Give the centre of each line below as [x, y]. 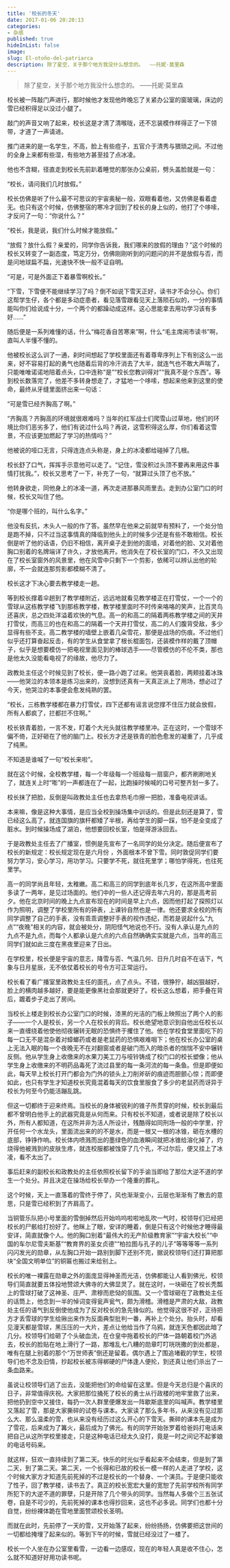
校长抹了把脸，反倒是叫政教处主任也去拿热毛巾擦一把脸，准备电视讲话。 [109, 797]
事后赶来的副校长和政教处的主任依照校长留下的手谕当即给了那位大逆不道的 [112, 1172]
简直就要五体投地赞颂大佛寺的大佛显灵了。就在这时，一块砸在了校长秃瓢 [121, 1284]
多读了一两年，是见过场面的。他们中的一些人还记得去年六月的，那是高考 [109, 892]
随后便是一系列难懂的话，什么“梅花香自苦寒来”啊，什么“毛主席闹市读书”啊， [114, 331]
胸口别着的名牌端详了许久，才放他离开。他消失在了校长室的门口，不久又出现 [115, 551]
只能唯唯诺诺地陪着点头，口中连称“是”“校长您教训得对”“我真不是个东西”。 [111, 372]
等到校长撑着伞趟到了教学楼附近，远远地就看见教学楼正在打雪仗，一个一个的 [115, 598]
